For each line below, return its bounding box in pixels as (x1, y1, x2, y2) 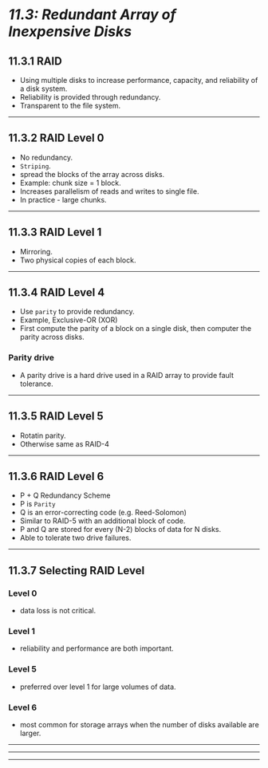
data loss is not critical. (19, 606, 97, 616)
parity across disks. (19, 333, 85, 342)
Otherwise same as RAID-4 (19, 439, 110, 448)
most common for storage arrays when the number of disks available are (19, 719, 259, 729)
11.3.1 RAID (8, 54, 62, 68)
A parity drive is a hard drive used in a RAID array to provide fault (19, 370, 234, 380)
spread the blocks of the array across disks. (19, 169, 165, 179)
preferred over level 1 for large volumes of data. (19, 682, 177, 691)
